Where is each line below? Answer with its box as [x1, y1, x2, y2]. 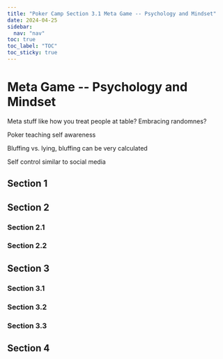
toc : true [7, 36, 36, 43]
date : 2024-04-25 [7, 17, 58, 24]
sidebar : [7, 23, 33, 30]
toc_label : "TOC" [7, 43, 58, 49]
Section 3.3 [7, 321, 47, 330]
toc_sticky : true [7, 49, 58, 56]
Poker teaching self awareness [7, 130, 96, 139]
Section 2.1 [7, 222, 45, 232]
